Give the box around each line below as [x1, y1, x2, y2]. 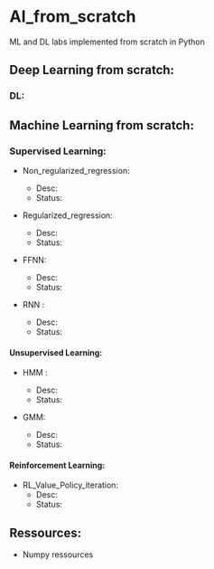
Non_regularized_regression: [22, 165, 130, 175]
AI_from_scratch [9, 6, 136, 27]
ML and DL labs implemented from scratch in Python [9, 36, 205, 47]
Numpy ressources [22, 549, 94, 560]
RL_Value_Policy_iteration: [22, 479, 119, 490]
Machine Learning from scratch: [9, 118, 194, 133]
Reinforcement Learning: [9, 460, 106, 470]
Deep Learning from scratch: [9, 62, 174, 78]
